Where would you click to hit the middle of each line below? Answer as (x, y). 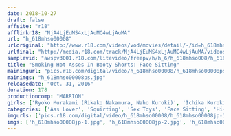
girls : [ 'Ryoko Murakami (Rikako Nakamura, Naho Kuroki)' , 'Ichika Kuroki (117, 103)
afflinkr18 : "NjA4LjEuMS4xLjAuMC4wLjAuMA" (69, 33)
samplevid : (23, 58)
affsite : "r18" (29, 26)
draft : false (26, 20)
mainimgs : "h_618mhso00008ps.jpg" (57, 77)
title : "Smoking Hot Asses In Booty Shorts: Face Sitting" (93, 65)
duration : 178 (27, 90)
